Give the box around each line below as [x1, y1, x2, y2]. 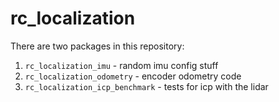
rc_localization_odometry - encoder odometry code [24, 70, 242, 82]
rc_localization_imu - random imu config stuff [24, 59, 219, 71]
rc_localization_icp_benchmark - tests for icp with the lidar [24, 80, 269, 92]
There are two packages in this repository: [10, 40, 185, 52]
